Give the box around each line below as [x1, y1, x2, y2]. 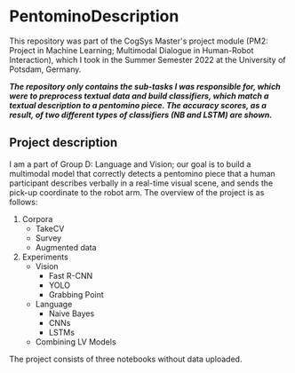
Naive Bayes [48, 308, 95, 319]
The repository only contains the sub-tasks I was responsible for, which [9, 81, 282, 91]
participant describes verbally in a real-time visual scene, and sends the [9, 178, 274, 188]
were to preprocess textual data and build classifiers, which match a [9, 91, 269, 101]
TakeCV [35, 223, 65, 234]
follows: [9, 196, 38, 207]
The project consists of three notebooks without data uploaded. [9, 353, 243, 364]
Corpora [21, 213, 53, 224]
